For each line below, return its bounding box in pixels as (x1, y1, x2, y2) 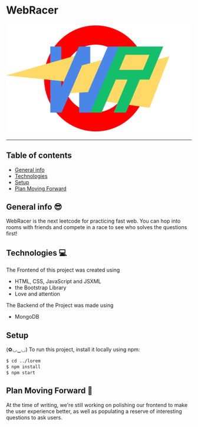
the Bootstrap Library (14, 284, 67, 292)
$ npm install (6, 363, 41, 370)
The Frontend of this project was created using (6, 266, 120, 274)
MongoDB (14, 313, 39, 320)
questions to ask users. (6, 413, 63, 421)
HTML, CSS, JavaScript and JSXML (14, 278, 101, 285)
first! (6, 230, 18, 237)
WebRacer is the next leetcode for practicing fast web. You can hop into (6, 217, 181, 224)
